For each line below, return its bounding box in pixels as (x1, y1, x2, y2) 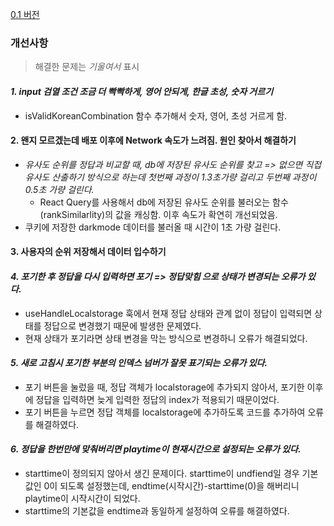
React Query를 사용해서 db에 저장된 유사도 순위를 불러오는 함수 (39, 196, 289, 208)
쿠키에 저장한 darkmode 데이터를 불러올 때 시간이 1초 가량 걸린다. (24, 221, 282, 233)
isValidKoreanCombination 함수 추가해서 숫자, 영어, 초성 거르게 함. (24, 109, 288, 122)
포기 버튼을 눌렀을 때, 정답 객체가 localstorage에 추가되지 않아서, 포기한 (24, 381, 305, 393)
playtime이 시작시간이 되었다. (24, 492, 141, 504)
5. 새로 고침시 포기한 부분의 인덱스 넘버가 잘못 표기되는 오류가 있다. (10, 357, 268, 369)
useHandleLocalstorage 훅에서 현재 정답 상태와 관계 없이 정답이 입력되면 (24, 307, 313, 319)
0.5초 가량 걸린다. (24, 183, 95, 195)
